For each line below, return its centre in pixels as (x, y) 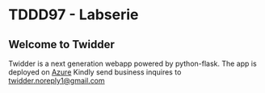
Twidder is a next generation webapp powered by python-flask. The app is (132, 63)
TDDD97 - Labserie (74, 15)
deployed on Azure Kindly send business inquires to (95, 72)
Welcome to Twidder (61, 44)
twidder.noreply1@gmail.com (57, 81)
